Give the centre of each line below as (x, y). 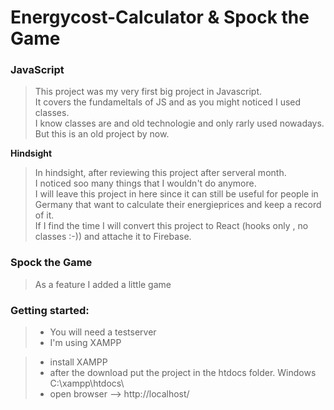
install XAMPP (78, 362)
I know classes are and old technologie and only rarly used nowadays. (179, 123)
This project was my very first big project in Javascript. (148, 92)
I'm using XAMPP (85, 343)
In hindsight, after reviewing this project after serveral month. (160, 173)
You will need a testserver (103, 332)
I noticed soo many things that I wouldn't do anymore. (145, 183)
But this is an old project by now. (102, 134)
